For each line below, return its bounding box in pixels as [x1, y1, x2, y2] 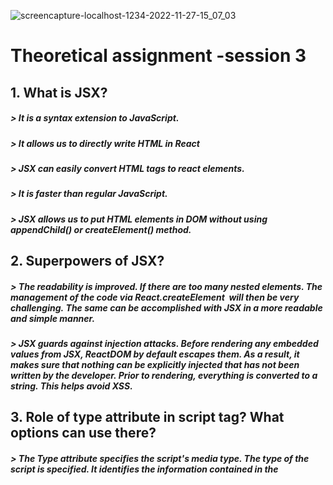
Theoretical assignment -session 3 [10, 45, 307, 67]
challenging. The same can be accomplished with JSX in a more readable [10, 301, 323, 314]
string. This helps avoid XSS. [10, 380, 133, 392]
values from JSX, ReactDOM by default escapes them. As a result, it [10, 348, 300, 360]
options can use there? [10, 425, 157, 442]
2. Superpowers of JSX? [10, 253, 165, 270]
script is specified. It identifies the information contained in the [10, 463, 279, 475]
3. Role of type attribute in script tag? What [10, 409, 285, 426]
